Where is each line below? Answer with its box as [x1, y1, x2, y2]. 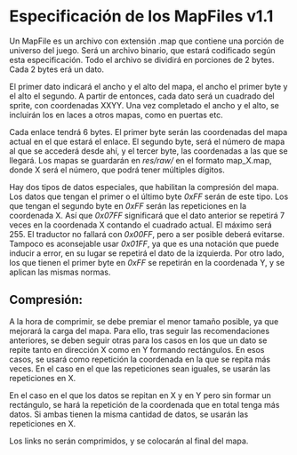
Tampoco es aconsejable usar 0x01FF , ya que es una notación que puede [9, 238, 279, 249]
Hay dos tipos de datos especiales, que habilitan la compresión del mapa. [9, 181, 279, 192]
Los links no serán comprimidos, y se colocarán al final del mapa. [9, 435, 249, 446]
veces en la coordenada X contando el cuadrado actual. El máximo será [9, 220, 273, 230]
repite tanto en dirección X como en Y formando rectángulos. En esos [9, 344, 265, 355]
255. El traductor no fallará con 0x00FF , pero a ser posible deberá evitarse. [9, 228, 285, 239]
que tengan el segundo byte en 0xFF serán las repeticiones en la [9, 200, 247, 211]
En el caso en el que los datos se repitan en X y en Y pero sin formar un [9, 389, 271, 401]
